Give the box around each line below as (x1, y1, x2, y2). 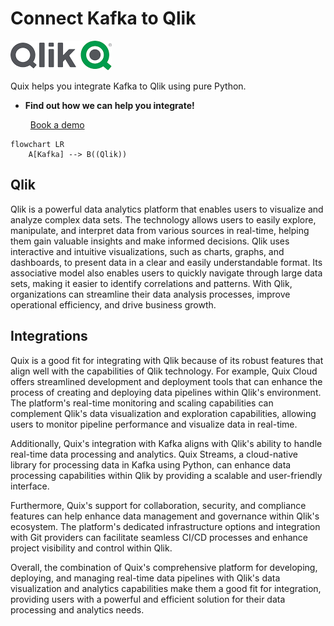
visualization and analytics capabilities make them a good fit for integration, (10, 582, 322, 594)
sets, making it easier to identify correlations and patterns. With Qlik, (10, 277, 293, 289)
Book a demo (29, 118, 85, 131)
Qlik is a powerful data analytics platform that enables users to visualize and (10, 203, 324, 215)
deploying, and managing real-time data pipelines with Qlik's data (10, 572, 281, 584)
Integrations (10, 328, 88, 345)
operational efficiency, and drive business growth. (10, 298, 217, 311)
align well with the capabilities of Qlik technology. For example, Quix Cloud (10, 365, 318, 377)
